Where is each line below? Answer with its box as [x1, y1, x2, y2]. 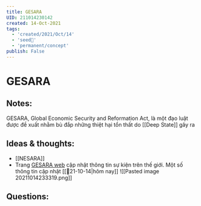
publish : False [6, 48, 45, 55]
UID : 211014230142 [6, 15, 53, 21]
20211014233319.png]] [15, 174, 72, 181]
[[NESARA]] [15, 154, 45, 162]
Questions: [6, 191, 49, 202]
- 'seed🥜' [12, 37, 36, 43]
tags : [6, 25, 20, 32]
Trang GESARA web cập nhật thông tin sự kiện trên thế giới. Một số [15, 161, 183, 168]
